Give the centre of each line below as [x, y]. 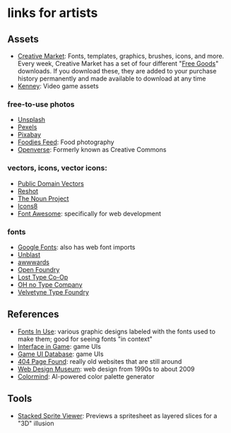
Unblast [29, 254]
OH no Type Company [50, 285]
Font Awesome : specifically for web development [89, 213]
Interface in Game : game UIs [59, 346]
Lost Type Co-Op [43, 277]
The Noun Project [43, 198]
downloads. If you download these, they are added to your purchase [117, 71]
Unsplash [31, 120]
